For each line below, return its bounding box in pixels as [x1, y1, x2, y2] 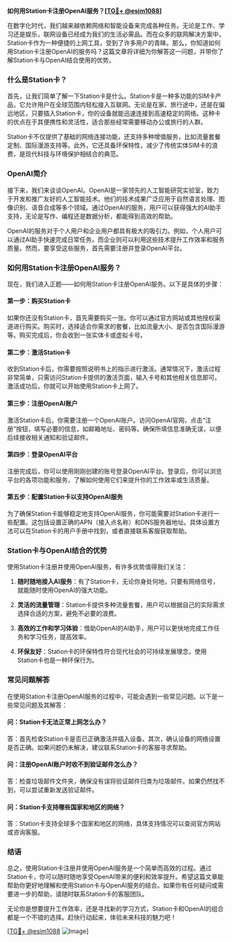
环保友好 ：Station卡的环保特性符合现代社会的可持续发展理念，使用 [17, 647, 207, 656]
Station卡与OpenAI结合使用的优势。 [12, 56, 115, 64]
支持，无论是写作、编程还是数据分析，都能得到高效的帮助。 [7, 212, 177, 220]
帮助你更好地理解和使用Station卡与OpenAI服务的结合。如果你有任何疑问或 [7, 881, 218, 889]
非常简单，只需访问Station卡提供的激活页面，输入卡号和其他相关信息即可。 [7, 373, 221, 382]
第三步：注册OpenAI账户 [7, 399, 78, 407]
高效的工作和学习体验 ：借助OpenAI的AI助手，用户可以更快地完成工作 [17, 624, 214, 632]
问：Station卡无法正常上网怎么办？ [7, 718, 107, 726]
